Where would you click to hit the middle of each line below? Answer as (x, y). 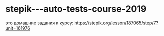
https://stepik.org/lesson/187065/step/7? (117, 23)
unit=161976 (18, 28)
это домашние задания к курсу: (39, 23)
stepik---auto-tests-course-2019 (76, 9)
